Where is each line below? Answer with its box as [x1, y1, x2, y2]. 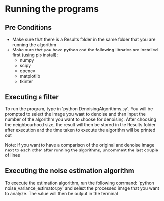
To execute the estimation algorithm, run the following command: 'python [5, 180, 154, 186]
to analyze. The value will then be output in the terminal [5, 190, 118, 196]
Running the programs [5, 3, 99, 15]
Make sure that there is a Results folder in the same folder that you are [12, 36, 156, 42]
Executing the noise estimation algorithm [5, 167, 135, 175]
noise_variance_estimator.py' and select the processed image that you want [5, 185, 159, 191]
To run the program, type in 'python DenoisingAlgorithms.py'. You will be [5, 105, 153, 112]
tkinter [19, 78, 33, 84]
